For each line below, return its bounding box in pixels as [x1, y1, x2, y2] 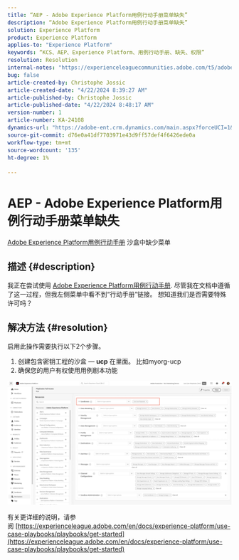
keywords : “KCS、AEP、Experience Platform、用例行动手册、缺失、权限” [7, 49, 205, 56]
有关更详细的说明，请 [7, 513, 70, 522]
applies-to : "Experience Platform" [7, 41, 113, 49]
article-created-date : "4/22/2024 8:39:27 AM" [7, 86, 148, 94]
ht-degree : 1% [7, 154, 50, 162]
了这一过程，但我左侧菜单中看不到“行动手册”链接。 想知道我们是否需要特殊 [7, 290, 227, 298]
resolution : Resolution [7, 57, 78, 64]
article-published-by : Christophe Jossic [7, 94, 132, 101]
